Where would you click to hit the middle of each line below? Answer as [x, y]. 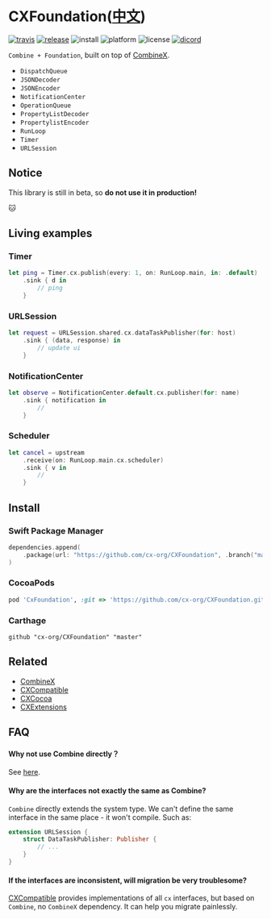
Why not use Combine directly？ [64, 754]
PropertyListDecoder [54, 114]
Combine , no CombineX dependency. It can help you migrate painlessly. [123, 907]
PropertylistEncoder [54, 123]
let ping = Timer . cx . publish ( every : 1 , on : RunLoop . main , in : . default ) [133, 273]
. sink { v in [45, 468]
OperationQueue [46, 106]
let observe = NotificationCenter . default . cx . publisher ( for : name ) [124, 393]
